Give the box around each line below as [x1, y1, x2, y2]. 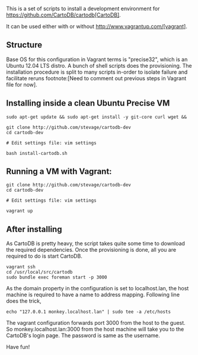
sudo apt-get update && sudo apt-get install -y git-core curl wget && [6, 114, 187, 120]
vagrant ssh [6, 264, 36, 270]
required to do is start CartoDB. [6, 252, 83, 260]
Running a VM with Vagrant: [6, 166, 112, 177]
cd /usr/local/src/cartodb [6, 270, 73, 275]
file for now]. [6, 81, 37, 88]
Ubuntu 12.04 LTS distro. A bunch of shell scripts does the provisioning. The [6, 62, 192, 69]
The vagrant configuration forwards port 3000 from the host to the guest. [6, 319, 186, 327]
